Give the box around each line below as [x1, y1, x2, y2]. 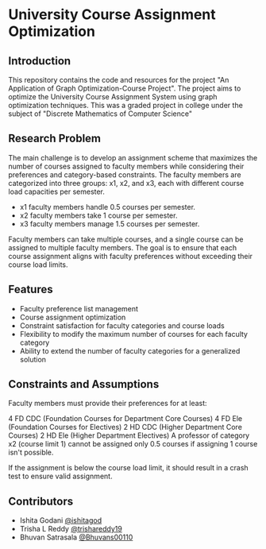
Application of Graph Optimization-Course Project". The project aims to [8, 83, 241, 93]
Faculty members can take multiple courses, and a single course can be [8, 234, 244, 244]
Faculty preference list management [19, 303, 139, 313]
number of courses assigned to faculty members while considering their [8, 161, 245, 171]
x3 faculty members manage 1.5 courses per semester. [19, 218, 200, 228]
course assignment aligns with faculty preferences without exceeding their [8, 251, 253, 261]
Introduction [8, 54, 71, 68]
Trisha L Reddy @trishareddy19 [19, 524, 123, 534]
